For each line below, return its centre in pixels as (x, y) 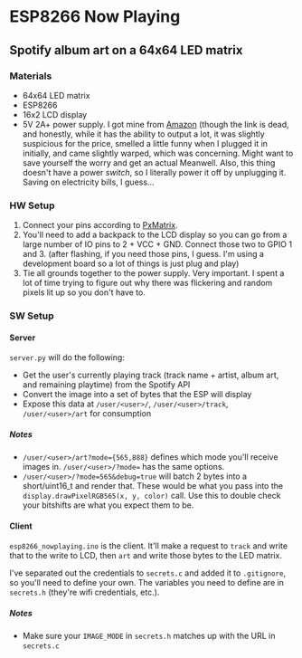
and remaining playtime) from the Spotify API (106, 385)
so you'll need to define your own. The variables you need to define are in (147, 583)
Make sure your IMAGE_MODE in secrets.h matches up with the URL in (149, 636)
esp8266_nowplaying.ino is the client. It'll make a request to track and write (148, 546)
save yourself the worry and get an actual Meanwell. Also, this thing (149, 162)
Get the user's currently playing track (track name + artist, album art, (151, 375)
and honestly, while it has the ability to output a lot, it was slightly (143, 134)
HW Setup (33, 205)
